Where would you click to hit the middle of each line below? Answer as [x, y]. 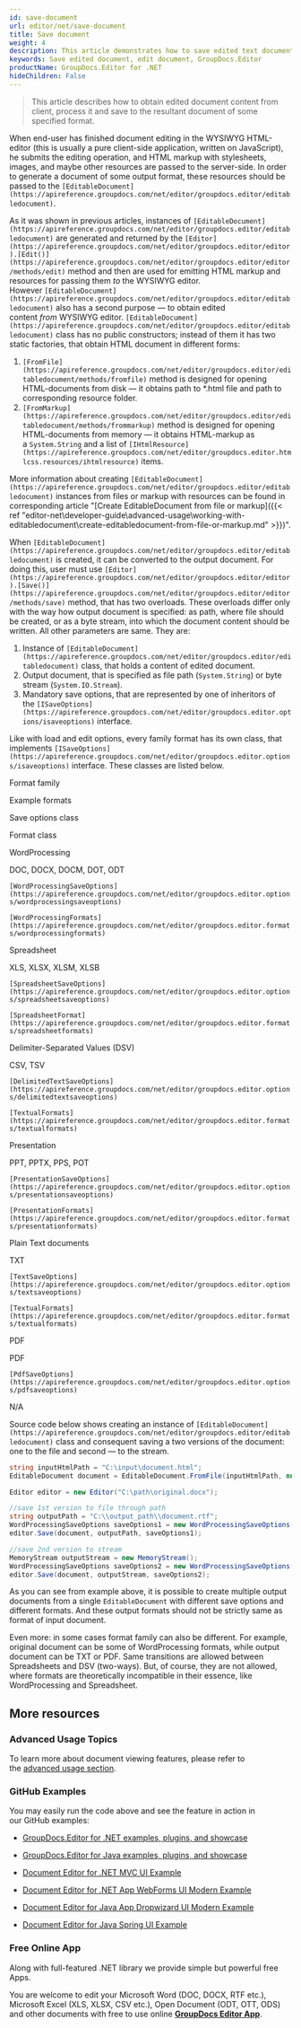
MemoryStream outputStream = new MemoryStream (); [104, 1558]
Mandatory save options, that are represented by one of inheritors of [149, 694]
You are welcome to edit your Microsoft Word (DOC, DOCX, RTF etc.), [138, 1995]
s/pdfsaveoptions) [43, 1390]
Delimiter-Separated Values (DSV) [72, 1048]
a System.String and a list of [74, 443]
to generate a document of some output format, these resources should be [147, 176]
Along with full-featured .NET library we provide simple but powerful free [144, 1968]
